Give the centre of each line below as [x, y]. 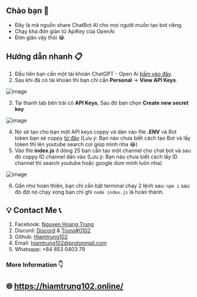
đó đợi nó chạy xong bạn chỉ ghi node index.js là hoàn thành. [89, 192]
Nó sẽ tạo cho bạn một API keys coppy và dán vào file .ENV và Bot [96, 131]
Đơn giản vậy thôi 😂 [39, 37]
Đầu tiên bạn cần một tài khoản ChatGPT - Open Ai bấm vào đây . [93, 73]
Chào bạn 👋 [28, 11]
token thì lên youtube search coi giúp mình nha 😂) [76, 144]
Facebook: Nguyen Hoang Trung [54, 224]
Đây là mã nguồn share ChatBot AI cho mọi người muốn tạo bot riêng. [99, 25]
